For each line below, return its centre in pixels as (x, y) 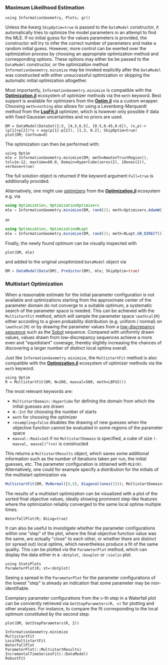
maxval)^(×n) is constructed (59, 444)
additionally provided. (27, 181)
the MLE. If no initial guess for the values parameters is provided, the (76, 38)
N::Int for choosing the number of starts (54, 412)
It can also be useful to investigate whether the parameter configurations (80, 528)
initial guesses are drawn (38, 406)
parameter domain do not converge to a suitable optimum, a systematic (79, 305)
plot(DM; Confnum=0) (27, 135)
